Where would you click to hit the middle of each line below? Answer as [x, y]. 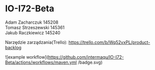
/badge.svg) [90, 62]
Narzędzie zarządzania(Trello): [36, 42]
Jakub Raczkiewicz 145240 [33, 33]
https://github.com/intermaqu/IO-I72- [86, 57]
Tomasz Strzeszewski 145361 [35, 27]
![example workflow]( [27, 57]
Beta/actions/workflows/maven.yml [41, 62]
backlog [13, 47]
